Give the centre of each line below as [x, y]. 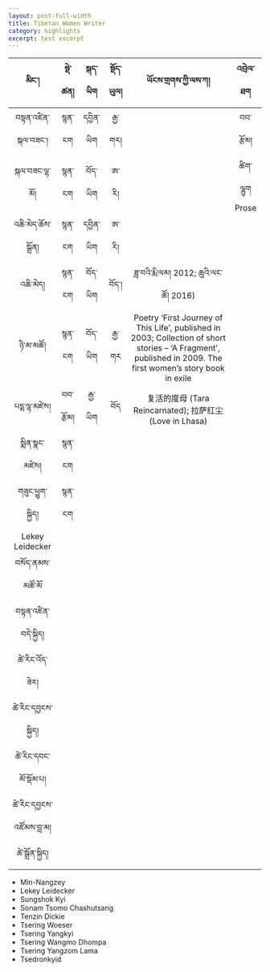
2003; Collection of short [178, 338]
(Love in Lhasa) [178, 422]
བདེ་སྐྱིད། [33, 634]
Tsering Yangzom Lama [59, 951]
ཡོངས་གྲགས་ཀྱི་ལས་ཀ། [178, 80]
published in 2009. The [178, 358]
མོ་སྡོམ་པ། [33, 779]
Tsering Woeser [46, 925]
